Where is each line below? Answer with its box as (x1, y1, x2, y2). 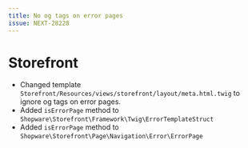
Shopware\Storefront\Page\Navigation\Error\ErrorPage (19, 133, 203, 141)
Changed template (19, 80, 82, 90)
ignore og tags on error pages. (19, 97, 122, 106)
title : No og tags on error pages (8, 11, 124, 20)
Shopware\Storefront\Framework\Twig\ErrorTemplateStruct (19, 115, 214, 124)
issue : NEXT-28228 (8, 19, 70, 27)
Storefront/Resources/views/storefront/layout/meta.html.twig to (19, 89, 240, 98)
